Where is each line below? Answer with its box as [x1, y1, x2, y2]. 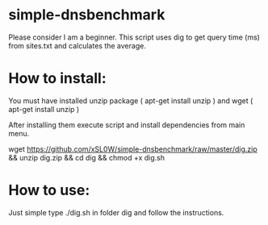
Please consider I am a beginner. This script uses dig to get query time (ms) [8, 32, 261, 42]
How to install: [8, 69, 107, 88]
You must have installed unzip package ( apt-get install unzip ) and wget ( [8, 95, 253, 106]
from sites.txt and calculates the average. [8, 40, 147, 50]
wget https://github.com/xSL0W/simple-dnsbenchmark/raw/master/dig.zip [8, 144, 258, 154]
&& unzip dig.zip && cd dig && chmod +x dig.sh [8, 152, 165, 162]
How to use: [8, 181, 90, 199]
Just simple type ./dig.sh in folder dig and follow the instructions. [8, 207, 224, 217]
